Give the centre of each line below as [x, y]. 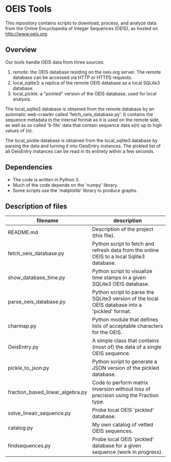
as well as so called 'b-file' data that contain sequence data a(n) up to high [83, 125]
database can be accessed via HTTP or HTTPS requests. [72, 77]
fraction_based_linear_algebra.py [48, 392]
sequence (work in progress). [127, 452]
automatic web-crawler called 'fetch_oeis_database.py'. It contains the [79, 114]
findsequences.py [29, 446]
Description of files [36, 206]
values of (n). [19, 130]
